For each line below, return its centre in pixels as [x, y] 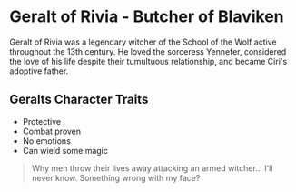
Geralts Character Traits [79, 100]
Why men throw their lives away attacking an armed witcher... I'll [152, 168]
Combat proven [52, 131]
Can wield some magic [65, 150]
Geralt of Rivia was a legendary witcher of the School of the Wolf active [143, 42]
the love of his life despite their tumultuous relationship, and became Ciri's [148, 61]
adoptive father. [39, 71]
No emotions [46, 141]
